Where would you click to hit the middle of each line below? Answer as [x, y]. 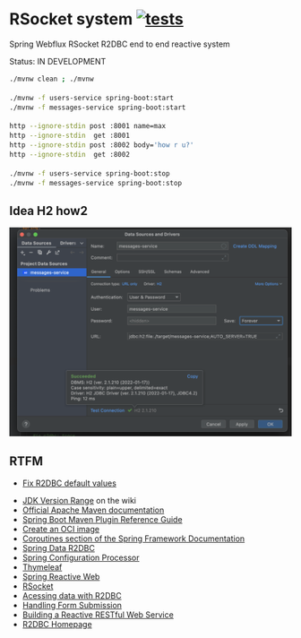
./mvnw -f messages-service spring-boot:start [98, 108]
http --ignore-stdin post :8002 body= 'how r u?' [102, 145]
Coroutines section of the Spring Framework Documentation [133, 539]
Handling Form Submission [72, 605]
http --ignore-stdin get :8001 [69, 136]
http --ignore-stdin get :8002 [69, 154]
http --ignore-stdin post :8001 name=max [88, 126]
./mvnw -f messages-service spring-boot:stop [95, 183]
